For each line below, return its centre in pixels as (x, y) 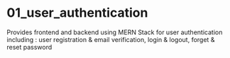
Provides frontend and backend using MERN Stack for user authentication (115, 32)
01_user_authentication (77, 13)
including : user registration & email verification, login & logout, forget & (111, 39)
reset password (29, 47)
